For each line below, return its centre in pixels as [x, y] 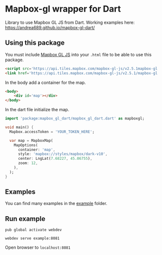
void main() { [19, 127]
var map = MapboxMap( [31, 140]
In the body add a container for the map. [45, 82]
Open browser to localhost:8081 [38, 247]
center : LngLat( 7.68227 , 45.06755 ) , [55, 159]
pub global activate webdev [34, 230]
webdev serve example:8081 [32, 238]
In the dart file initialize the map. [37, 110]
